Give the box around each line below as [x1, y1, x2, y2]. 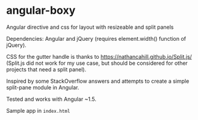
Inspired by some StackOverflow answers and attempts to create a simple [6, 77, 190, 85]
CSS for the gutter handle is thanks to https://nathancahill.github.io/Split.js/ [6, 53, 193, 60]
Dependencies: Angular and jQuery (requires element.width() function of [6, 35, 187, 42]
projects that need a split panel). [6, 65, 87, 73]
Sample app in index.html [6, 107, 70, 114]
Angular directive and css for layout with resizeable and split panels [6, 23, 174, 31]
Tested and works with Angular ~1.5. [6, 95, 97, 103]
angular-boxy [6, 4, 76, 17]
